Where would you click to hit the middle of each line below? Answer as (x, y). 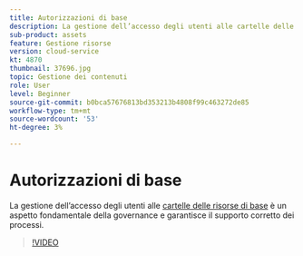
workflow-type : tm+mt (50, 111)
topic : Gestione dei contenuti (68, 77)
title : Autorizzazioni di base (68, 18)
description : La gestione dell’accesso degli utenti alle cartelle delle (152, 26)
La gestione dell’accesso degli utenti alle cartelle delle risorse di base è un (148, 205)
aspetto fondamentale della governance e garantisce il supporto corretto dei (152, 215)
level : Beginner (40, 94)
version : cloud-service (54, 52)
